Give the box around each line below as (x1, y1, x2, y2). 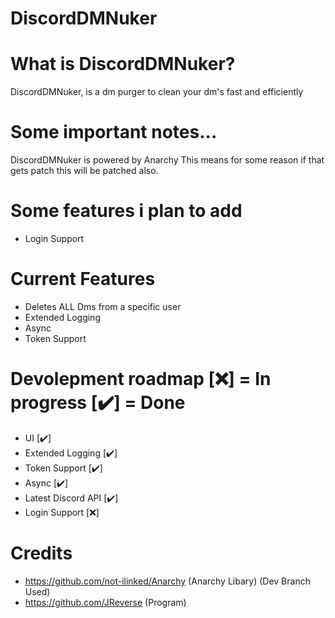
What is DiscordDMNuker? (10, 53, 236, 76)
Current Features (10, 268, 156, 291)
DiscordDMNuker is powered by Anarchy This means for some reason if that (10, 154, 325, 166)
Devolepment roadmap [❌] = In (10, 368, 272, 391)
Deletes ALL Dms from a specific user (24, 300, 182, 312)
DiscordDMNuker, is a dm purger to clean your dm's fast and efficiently (10, 86, 304, 98)
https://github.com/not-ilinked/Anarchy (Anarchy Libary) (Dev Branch (24, 575, 311, 587)
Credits (10, 542, 73, 565)
